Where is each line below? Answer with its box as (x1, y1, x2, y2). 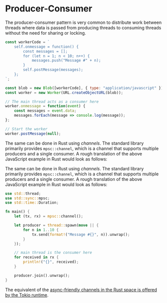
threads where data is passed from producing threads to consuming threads (5, 24, 162, 30)
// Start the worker (5, 126, 48, 132)
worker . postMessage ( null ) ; (5, 131, 61, 136)
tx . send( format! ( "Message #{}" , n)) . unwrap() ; (31, 232, 130, 237)
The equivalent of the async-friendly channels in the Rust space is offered (5, 287, 158, 293)
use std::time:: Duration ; (5, 200, 59, 205)
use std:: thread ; (5, 191, 41, 196)
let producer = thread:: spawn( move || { (14, 223, 99, 228)
